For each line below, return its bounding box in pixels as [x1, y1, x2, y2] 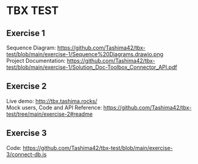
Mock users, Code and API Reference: [6, 104, 102, 111]
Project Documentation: [6, 57, 66, 64]
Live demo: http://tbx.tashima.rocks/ [6, 97, 97, 104]
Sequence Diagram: [6, 44, 56, 51]
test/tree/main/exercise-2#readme [6, 110, 93, 118]
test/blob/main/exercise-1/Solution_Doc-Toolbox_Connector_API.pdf [6, 63, 178, 71]
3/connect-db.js [6, 151, 47, 158]
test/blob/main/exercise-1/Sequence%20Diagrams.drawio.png [6, 51, 163, 58]
